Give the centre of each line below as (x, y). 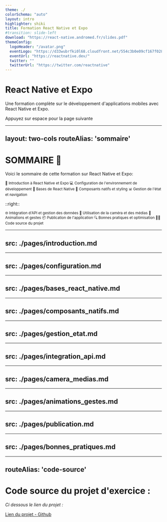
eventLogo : (21, 51)
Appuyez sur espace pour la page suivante (49, 119)
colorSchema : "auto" (27, 14)
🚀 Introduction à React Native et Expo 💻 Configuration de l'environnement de (71, 183)
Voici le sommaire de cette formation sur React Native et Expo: (69, 174)
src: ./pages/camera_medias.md (57, 379)
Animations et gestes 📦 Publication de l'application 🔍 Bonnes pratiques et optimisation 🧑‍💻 (83, 218)
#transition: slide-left (31, 33)
